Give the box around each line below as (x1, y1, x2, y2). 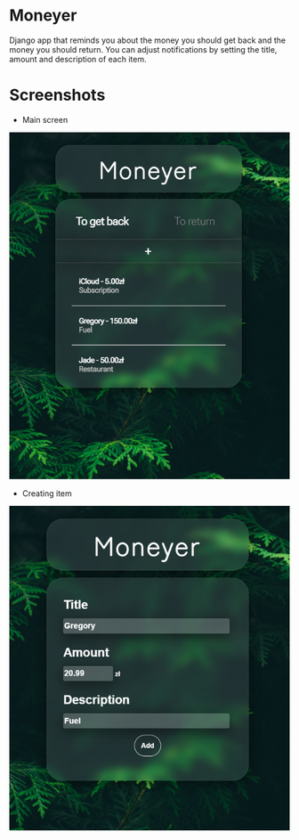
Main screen (21, 114, 69, 125)
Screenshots (9, 86, 106, 105)
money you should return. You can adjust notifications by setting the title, (9, 44, 278, 54)
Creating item (21, 488, 73, 499)
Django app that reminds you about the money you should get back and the (9, 35, 287, 45)
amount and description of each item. (9, 53, 147, 64)
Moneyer (9, 5, 77, 26)
